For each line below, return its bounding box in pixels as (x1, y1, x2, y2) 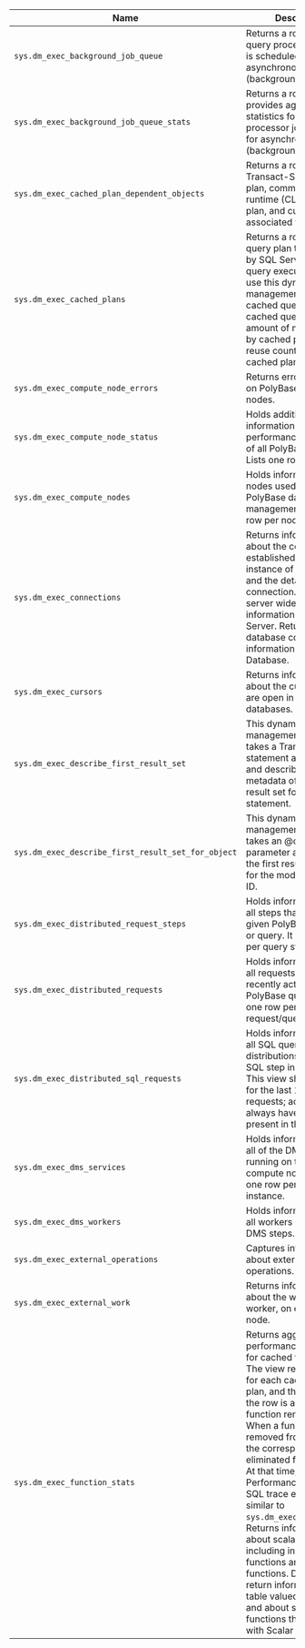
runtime (245, 193, 280, 206)
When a (245, 1420, 280, 1431)
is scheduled (245, 50, 301, 62)
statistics (245, 110, 284, 122)
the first (245, 857, 280, 870)
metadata (245, 774, 287, 786)
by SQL (245, 254, 278, 266)
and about (245, 1602, 290, 1613)
